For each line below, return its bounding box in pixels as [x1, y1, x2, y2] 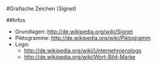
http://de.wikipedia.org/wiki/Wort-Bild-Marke [23, 54, 136, 60]
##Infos [6, 17, 26, 23]
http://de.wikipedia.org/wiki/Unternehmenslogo [23, 47, 142, 54]
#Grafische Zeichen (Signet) [6, 5, 76, 12]
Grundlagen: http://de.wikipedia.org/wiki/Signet [14, 28, 134, 35]
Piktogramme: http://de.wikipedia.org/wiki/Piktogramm [14, 34, 151, 41]
